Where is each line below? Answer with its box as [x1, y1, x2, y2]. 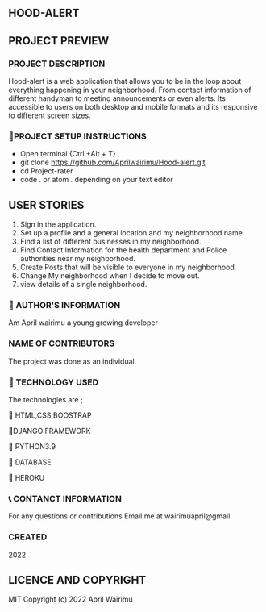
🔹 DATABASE [8, 457, 52, 467]
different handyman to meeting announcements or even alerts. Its [8, 94, 226, 103]
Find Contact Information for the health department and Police [19, 245, 227, 255]
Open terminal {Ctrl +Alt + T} [19, 149, 117, 159]
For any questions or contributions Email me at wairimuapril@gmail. [8, 511, 232, 521]
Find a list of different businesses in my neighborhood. [19, 237, 202, 247]
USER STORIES [8, 198, 85, 212]
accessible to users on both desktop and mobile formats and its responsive [8, 102, 258, 112]
